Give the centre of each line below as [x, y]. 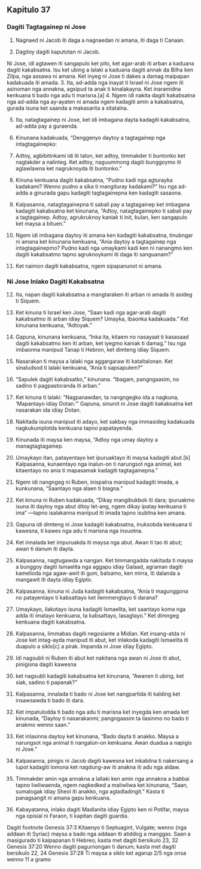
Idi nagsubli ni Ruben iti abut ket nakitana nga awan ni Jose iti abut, [98, 658]
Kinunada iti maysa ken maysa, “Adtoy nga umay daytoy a [86, 439]
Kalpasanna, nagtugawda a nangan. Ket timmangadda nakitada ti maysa [104, 560]
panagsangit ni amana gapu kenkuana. [63, 798]
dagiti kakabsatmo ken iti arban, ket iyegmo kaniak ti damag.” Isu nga [100, 343]
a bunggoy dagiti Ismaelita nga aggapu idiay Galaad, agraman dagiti [99, 567]
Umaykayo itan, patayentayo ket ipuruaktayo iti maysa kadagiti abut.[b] [103, 457]
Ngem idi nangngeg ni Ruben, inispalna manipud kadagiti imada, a [97, 482]
